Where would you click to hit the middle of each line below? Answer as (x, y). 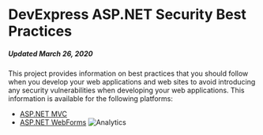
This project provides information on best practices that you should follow (128, 73)
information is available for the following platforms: (91, 99)
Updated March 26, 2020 (51, 54)
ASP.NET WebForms (53, 122)
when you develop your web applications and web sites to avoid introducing (132, 82)
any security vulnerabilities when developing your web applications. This (126, 90)
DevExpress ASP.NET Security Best (128, 15)
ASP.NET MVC (43, 114)
